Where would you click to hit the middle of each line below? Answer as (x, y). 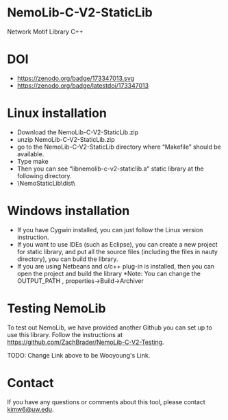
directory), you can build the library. (67, 259)
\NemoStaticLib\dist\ (46, 183)
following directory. (44, 175)
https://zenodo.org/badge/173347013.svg (76, 78)
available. (30, 154)
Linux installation (57, 113)
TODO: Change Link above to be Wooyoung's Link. (79, 355)
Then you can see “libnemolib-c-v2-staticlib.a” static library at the (110, 169)
